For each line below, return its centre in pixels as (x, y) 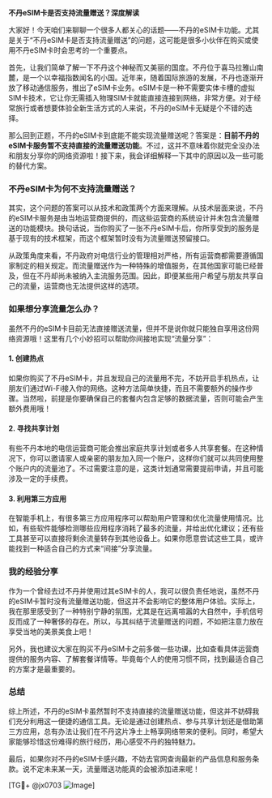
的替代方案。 (30, 166)
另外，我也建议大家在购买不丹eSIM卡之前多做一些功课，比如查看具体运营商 (134, 649)
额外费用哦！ (30, 408)
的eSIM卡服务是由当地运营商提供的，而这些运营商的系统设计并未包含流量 (130, 218)
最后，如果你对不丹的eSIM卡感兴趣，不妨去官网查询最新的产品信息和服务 (130, 758)
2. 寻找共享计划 (34, 428)
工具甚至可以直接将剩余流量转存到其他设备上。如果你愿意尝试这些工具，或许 (136, 538)
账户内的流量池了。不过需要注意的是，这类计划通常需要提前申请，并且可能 (139, 468)
